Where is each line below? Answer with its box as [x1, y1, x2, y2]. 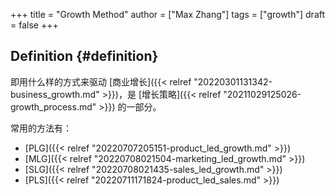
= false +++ [10, 19, 59, 31]
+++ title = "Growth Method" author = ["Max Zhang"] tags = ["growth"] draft [10, 9, 326, 20]
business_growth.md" [10, 88, 100, 100]
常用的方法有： [10, 122, 72, 134]
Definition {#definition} [10, 48, 159, 65]
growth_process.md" [10, 100, 97, 113]
